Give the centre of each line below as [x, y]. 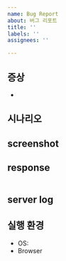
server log [31, 199]
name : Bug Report [33, 14]
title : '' [22, 27]
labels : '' [23, 34]
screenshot [33, 143]
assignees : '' [28, 41]
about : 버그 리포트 [32, 21]
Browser [30, 250]
